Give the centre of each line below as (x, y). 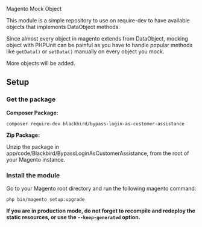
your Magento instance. (36, 159)
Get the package (31, 99)
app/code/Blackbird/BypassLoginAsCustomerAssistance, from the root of (98, 153)
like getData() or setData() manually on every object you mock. (85, 51)
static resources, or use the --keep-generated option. (73, 217)
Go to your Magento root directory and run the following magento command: (101, 188)
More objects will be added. (41, 63)
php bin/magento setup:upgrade (46, 199)
